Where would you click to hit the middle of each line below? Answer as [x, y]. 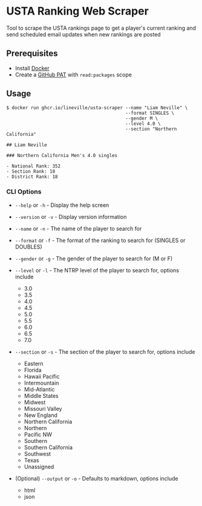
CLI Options [24, 192]
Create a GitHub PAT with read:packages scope [73, 75]
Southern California [48, 447]
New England [41, 415]
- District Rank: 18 [32, 177]
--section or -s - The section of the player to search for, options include [105, 352]
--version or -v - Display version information [71, 217]
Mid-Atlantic [39, 389]
